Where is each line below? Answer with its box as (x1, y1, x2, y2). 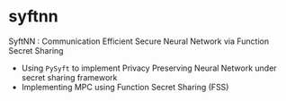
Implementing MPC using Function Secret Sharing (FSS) (21, 81, 229, 92)
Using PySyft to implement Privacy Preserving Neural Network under (21, 63, 277, 73)
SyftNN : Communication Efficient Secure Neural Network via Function (8, 36, 270, 46)
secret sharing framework (21, 72, 118, 82)
